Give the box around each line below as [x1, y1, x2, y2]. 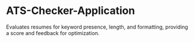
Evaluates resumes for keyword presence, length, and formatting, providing [6, 23, 189, 30]
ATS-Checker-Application [6, 4, 135, 17]
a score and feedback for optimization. [6, 29, 100, 36]
